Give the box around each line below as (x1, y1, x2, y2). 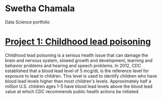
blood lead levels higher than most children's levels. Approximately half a (5, 78, 152, 84)
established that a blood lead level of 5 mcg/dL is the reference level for (5, 68, 149, 74)
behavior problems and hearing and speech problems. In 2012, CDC (5, 62, 141, 68)
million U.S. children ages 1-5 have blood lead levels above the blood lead (5, 83, 153, 89)
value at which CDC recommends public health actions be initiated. (5, 88, 140, 94)
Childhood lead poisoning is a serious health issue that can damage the (5, 52, 148, 58)
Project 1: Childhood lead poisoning (5, 36, 151, 47)
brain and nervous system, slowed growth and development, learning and (5, 57, 153, 63)
